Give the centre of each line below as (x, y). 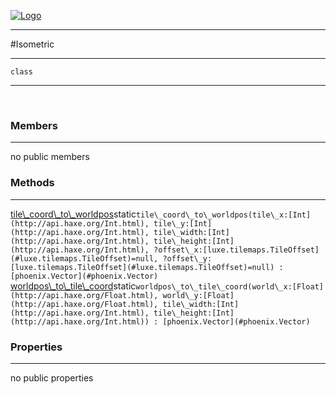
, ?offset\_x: (173, 250)
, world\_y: (178, 295)
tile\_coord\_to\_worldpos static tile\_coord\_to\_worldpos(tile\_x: (149, 214)
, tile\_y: (167, 223)
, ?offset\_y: (183, 258)
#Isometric (32, 44)
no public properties (52, 377)
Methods (32, 183)
